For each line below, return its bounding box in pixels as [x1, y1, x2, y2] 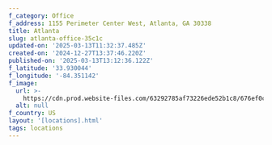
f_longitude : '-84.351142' [8, 72, 100, 80]
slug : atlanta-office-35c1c [8, 34, 104, 43]
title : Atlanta [8, 27, 60, 35]
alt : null [15, 101, 49, 110]
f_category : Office [8, 11, 74, 20]
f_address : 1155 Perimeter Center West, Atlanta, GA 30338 [8, 19, 212, 27]
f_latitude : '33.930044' [8, 64, 92, 72]
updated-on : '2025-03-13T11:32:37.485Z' [8, 42, 147, 50]
